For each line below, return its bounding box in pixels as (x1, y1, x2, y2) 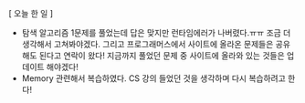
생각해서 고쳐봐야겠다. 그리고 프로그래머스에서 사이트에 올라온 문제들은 (21, 39, 274, 49)
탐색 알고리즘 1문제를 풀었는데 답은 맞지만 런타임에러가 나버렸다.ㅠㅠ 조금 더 (21, 27, 291, 38)
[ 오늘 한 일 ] (8, 8, 54, 18)
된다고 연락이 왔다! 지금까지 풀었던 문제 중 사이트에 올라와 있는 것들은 (38, 50, 285, 61)
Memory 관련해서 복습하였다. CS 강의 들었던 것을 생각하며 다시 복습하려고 (21, 73, 287, 84)
